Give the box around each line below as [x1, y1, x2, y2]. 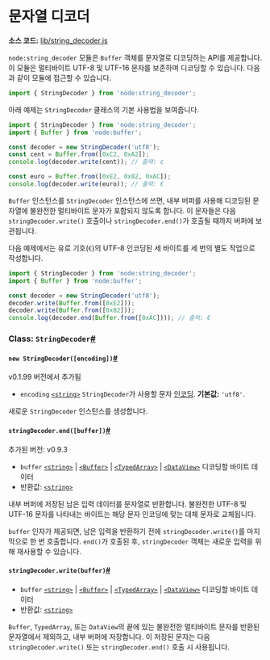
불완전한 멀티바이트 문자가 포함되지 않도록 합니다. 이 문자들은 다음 [29, 205, 236, 215]
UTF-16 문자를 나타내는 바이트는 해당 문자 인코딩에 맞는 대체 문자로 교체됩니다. [8, 509, 256, 519]
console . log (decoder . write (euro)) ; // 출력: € [8, 180, 164, 188]
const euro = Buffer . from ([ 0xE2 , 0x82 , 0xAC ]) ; [8, 173, 172, 181]
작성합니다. [8, 253, 44, 263]
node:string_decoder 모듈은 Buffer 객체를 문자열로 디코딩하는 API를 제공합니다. [8, 53, 263, 62]
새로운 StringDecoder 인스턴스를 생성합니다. [8, 406, 148, 416]
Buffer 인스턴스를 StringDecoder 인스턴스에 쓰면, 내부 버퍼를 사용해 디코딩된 [8, 195, 251, 205]
